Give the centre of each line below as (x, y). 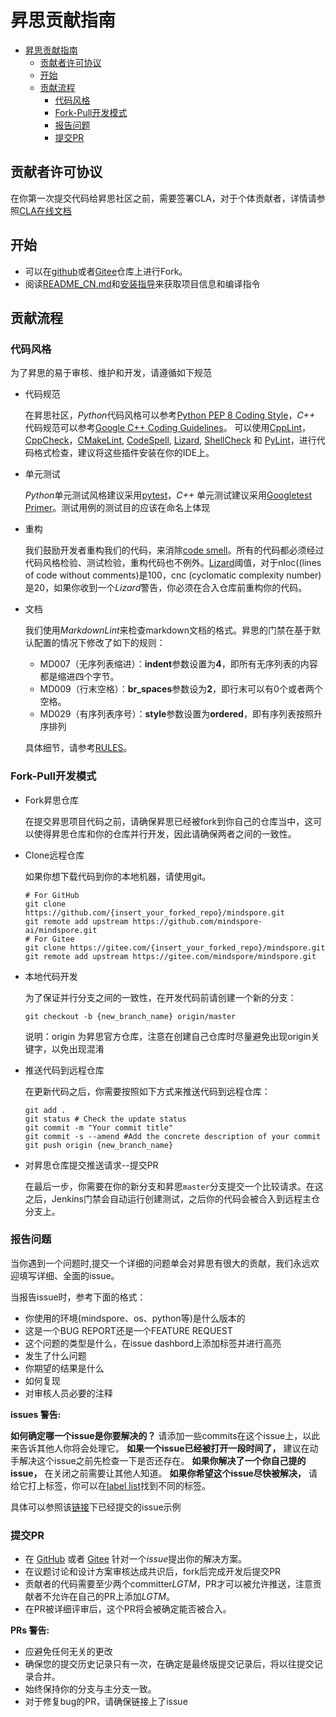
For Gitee (54, 939)
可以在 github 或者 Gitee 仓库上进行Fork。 (106, 271)
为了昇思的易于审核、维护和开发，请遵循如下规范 (111, 373)
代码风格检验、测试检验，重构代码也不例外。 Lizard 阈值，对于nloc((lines (173, 563)
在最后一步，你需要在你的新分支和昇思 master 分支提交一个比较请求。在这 (174, 1186)
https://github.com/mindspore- (197, 921)
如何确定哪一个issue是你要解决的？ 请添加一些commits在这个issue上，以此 (165, 1435)
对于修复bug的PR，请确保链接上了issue (106, 1702)
